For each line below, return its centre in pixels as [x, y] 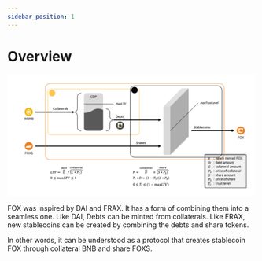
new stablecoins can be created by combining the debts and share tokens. [128, 225]
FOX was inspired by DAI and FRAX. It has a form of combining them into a [128, 208]
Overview [40, 56]
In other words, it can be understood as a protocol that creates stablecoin [126, 240]
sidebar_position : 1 [41, 17]
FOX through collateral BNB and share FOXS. [80, 248]
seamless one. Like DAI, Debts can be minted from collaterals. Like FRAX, [126, 216]
